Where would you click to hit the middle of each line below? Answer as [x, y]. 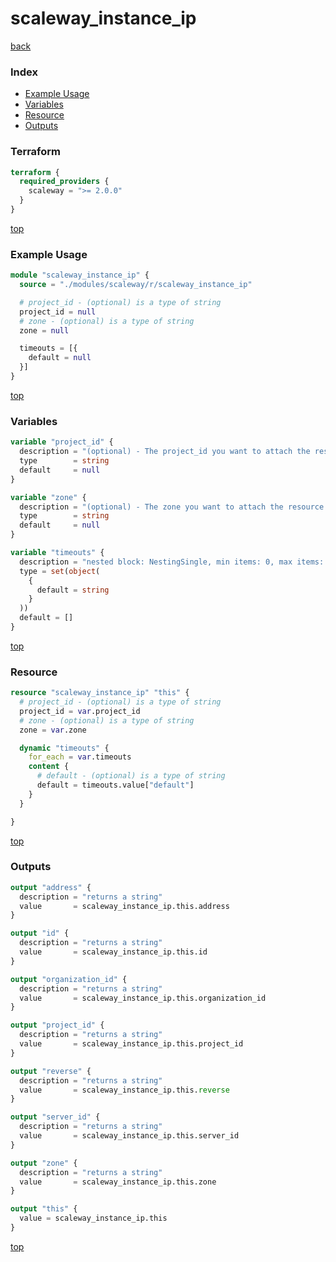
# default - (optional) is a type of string [131, 776]
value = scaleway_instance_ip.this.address [124, 906]
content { [49, 767]
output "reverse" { [51, 1071]
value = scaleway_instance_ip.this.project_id [131, 1044]
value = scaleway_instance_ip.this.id [113, 952]
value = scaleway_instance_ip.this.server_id [129, 1136]
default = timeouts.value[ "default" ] [115, 785]
